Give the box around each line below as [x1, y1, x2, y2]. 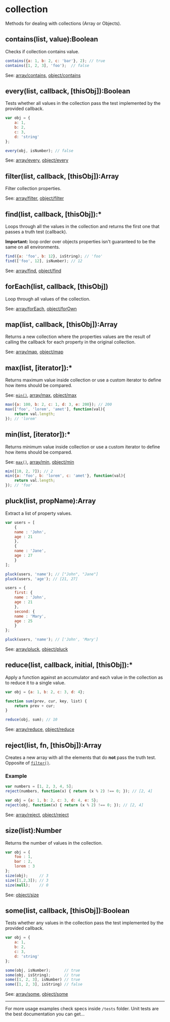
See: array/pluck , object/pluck [5, 646, 68, 652]
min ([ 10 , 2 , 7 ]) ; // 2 [5, 469, 53, 474]
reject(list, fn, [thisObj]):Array [5, 741, 102, 749]
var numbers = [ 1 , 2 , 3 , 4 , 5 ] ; [5, 784, 73, 789]
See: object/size [5, 892, 39, 898]
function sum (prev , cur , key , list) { [5, 698, 87, 704]
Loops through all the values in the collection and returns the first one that [5, 223, 160, 230]
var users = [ [5, 520, 35, 525]
